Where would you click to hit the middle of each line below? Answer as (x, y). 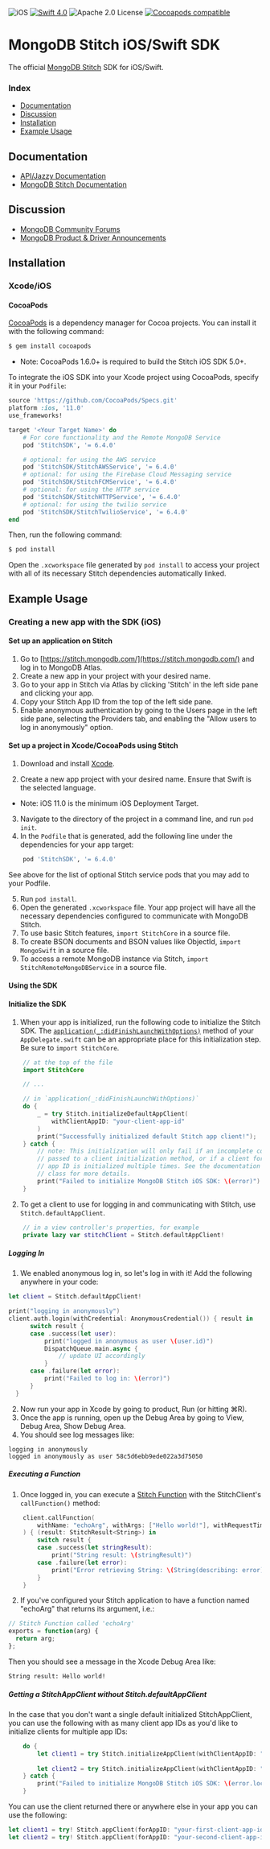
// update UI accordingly (102, 1356)
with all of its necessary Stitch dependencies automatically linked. (117, 574)
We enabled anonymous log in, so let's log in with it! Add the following (136, 1273)
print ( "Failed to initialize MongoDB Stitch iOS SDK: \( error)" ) (149, 1181)
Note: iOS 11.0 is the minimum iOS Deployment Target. (109, 803)
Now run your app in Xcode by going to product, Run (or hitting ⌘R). (133, 1409)
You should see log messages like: (77, 1434)
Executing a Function (45, 1474)
